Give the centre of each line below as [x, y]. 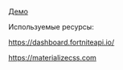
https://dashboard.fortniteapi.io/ [61, 42]
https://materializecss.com [52, 58]
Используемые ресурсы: [51, 27]
